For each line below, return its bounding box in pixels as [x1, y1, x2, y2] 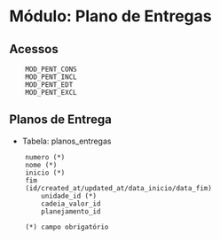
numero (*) [25, 152, 66, 161]
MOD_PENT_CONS [25, 65, 77, 74]
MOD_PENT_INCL [25, 73, 77, 81]
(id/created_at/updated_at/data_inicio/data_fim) [25, 183, 213, 192]
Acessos [9, 42, 59, 57]
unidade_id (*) [41, 191, 98, 200]
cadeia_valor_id [41, 199, 101, 208]
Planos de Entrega [9, 112, 113, 128]
